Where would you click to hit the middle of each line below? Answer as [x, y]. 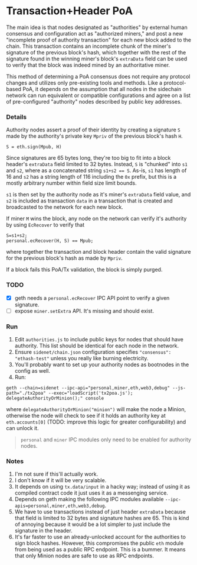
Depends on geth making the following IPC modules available [89, 499]
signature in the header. [43, 531]
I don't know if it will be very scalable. [60, 480]
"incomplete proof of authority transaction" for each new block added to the [99, 40]
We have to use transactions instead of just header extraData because [100, 512]
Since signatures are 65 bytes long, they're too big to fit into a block [88, 158]
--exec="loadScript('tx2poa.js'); [91, 393]
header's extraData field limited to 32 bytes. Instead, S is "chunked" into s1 [97, 164]
